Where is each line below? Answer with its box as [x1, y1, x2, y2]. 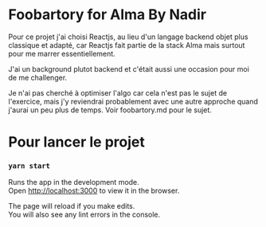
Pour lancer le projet [8, 133, 145, 151]
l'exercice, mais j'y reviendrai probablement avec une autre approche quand [8, 96, 259, 106]
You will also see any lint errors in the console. [8, 209, 161, 220]
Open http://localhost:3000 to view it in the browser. [8, 186, 180, 196]
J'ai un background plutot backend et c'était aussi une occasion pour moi [8, 64, 249, 73]
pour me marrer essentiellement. [8, 49, 115, 58]
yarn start [8, 162, 50, 170]
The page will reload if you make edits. [8, 202, 135, 211]
